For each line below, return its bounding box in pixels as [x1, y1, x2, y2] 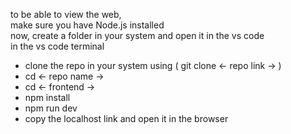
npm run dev [24, 102, 78, 114]
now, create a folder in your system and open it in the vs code [10, 30, 265, 41]
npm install [24, 92, 71, 103]
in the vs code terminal [10, 40, 105, 52]
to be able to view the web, [10, 9, 122, 20]
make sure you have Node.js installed [10, 19, 165, 31]
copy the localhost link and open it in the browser [24, 113, 229, 124]
